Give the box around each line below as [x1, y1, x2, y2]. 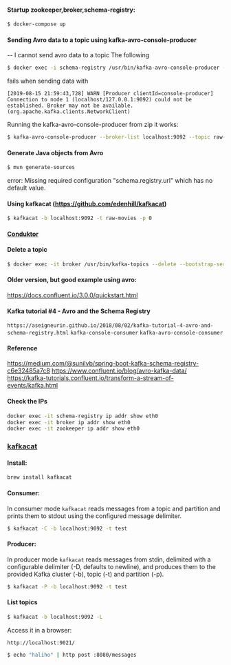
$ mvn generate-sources [7, 164, 76, 171]
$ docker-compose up [7, 21, 67, 28]
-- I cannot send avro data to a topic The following [7, 51, 150, 59]
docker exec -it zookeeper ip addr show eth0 [7, 425, 140, 433]
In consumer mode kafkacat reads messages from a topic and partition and [7, 504, 221, 513]
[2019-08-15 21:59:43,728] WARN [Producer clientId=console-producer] [7, 90, 214, 97]
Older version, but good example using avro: [7, 276, 137, 284]
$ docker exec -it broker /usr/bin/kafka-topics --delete [7, 261, 177, 268]
